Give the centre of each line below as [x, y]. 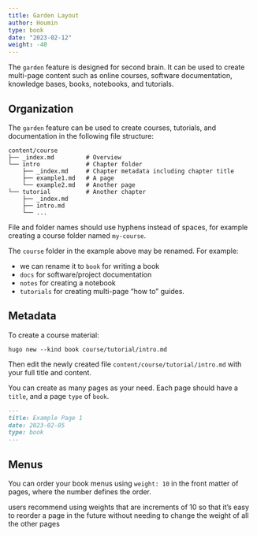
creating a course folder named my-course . [77, 235]
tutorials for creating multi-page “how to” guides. [102, 291]
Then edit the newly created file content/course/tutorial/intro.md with [125, 364]
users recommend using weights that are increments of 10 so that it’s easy [129, 507]
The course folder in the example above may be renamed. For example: [123, 251]
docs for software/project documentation [86, 274]
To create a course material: [54, 335]
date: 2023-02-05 [37, 425]
